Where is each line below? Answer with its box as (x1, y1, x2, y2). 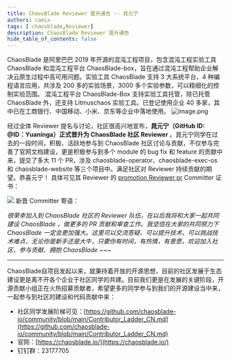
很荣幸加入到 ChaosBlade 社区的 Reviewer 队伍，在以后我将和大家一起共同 (7, 212, 219, 220)
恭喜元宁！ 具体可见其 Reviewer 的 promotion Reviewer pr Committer (19, 174, 214, 182)
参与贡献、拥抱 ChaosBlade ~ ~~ (19, 246, 112, 254)
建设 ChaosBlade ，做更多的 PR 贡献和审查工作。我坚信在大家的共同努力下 (7, 220, 219, 228)
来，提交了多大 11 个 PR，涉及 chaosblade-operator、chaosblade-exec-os (7, 156, 218, 165)
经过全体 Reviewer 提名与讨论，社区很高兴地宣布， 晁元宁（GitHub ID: (7, 122, 205, 130)
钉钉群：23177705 (16, 347, 69, 355)
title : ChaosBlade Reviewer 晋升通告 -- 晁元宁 (7, 10, 139, 17)
